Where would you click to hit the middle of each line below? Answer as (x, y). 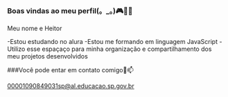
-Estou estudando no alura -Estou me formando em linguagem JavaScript (113, 42)
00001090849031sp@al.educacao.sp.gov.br (71, 86)
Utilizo (16, 49)
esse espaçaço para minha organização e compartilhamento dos (119, 49)
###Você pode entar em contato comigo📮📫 (70, 70)
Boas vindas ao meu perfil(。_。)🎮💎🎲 (70, 10)
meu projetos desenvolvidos (47, 56)
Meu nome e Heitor (35, 28)
